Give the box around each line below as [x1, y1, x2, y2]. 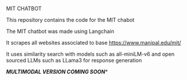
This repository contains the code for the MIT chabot [6, 16, 134, 23]
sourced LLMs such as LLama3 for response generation [6, 57, 142, 64]
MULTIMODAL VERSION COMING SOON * [6, 68, 108, 75]
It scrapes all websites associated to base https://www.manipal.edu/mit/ [6, 39, 182, 46]
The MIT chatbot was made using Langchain [6, 28, 114, 35]
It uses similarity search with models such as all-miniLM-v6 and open [6, 51, 175, 58]
